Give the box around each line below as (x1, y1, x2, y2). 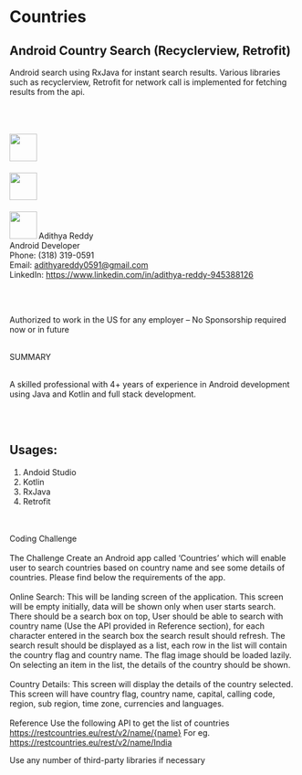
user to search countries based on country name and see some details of (9, 562, 286, 573)
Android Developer (9, 240, 80, 250)
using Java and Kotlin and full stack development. (9, 388, 196, 399)
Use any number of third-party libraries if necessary (9, 754, 205, 765)
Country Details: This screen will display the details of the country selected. (9, 678, 294, 689)
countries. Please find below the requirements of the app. (9, 571, 226, 582)
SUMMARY (9, 352, 52, 362)
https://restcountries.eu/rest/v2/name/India (9, 737, 172, 748)
